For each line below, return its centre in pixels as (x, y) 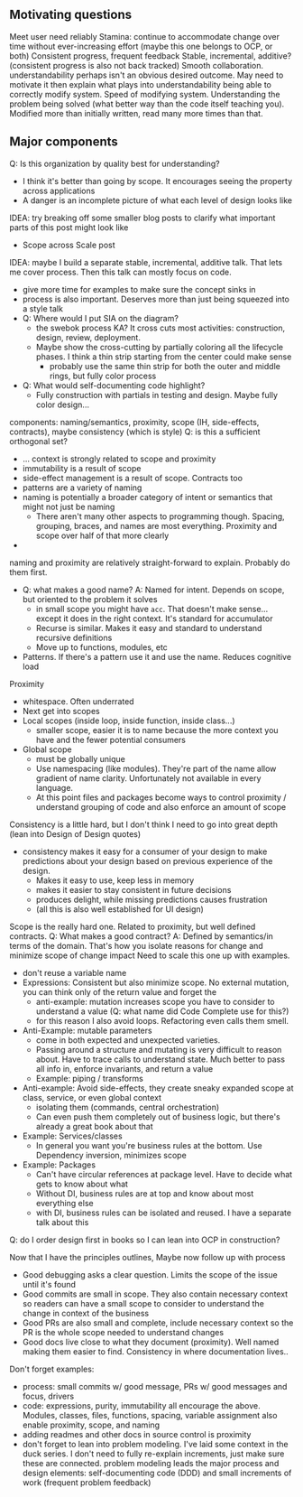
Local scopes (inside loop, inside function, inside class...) (129, 721)
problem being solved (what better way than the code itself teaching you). (147, 104)
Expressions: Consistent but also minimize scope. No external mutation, (156, 982)
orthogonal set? (38, 441)
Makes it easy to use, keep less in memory (115, 880)
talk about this (62, 1222)
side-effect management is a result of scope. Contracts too (133, 478)
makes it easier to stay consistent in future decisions (133, 889)
